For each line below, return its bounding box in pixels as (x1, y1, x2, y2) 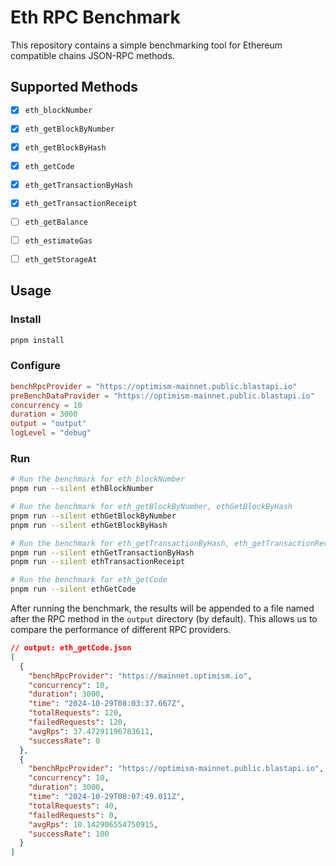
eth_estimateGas (24, 236, 93, 246)
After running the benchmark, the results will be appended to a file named (10, 602, 315, 615)
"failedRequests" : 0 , (28, 810, 118, 820)
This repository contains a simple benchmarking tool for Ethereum (10, 39, 283, 51)
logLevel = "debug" (10, 428, 92, 438)
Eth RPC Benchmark (10, 6, 181, 29)
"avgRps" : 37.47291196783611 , (28, 726, 155, 736)
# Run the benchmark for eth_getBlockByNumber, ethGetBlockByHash (10, 502, 293, 512)
